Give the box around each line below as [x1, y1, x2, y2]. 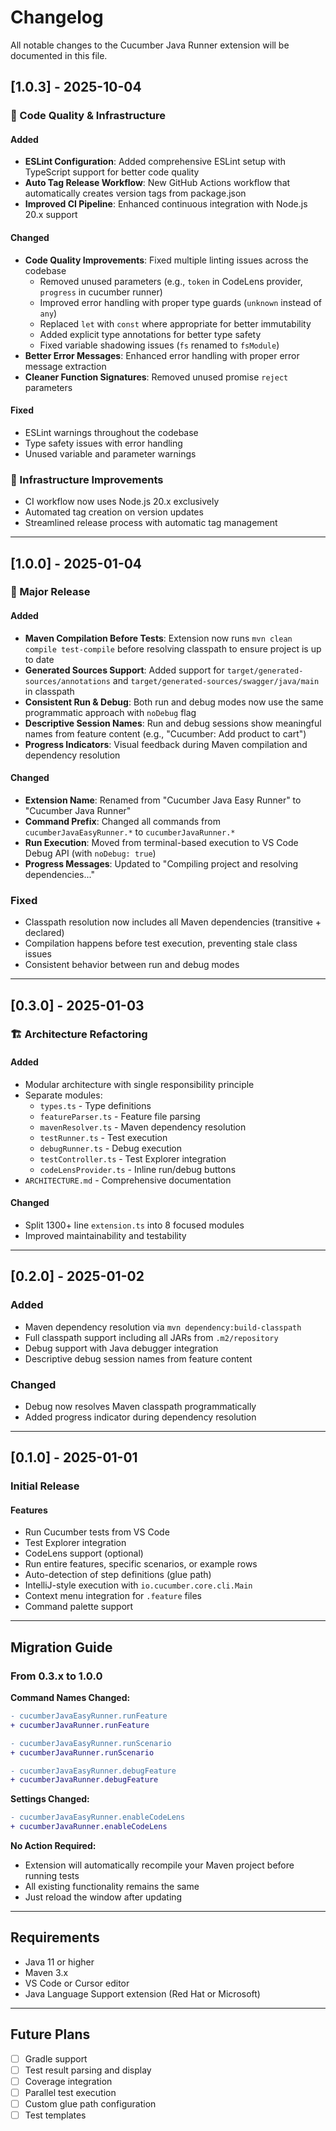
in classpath [24, 685, 75, 697]
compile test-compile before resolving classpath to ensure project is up [24, 642, 322, 655]
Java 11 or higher [24, 1956, 95, 1968]
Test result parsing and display [24, 2064, 152, 2076]
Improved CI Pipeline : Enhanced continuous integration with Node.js [24, 198, 308, 210]
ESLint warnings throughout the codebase [24, 426, 199, 438]
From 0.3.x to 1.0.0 [10, 1669, 103, 1683]
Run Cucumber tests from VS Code [24, 1526, 170, 1538]
